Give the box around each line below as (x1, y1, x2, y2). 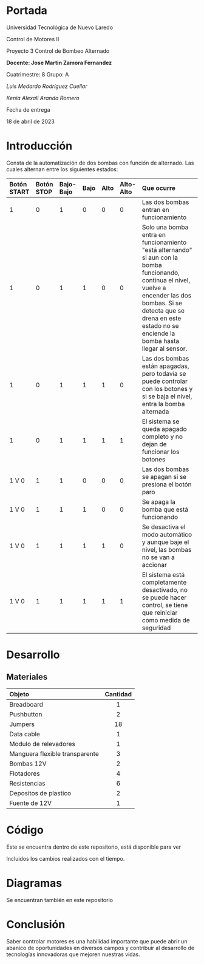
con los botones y (141, 384, 193, 393)
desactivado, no (141, 585, 188, 594)
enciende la (141, 329, 175, 338)
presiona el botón (141, 480, 192, 489)
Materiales (6, 672, 48, 682)
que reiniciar (141, 608, 178, 617)
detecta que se (141, 306, 185, 314)
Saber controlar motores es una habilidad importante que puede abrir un (6, 937, 188, 945)
